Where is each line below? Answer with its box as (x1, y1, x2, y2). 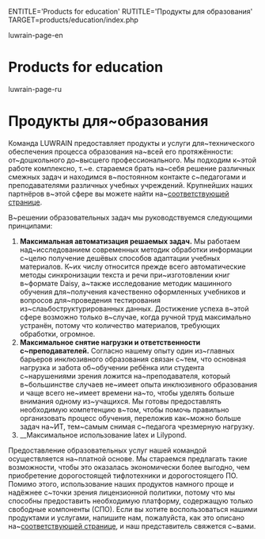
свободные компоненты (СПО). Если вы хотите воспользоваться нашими (8, 504, 258, 514)
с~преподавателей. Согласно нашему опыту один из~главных (19, 346, 235, 355)
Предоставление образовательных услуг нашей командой (8, 445, 207, 455)
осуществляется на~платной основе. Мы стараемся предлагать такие (8, 453, 248, 463)
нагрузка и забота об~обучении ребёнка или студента (19, 362, 205, 372)
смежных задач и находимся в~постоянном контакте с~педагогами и (8, 172, 247, 182)
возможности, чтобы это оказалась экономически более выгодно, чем (8, 462, 251, 472)
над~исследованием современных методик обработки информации (19, 245, 253, 254)
